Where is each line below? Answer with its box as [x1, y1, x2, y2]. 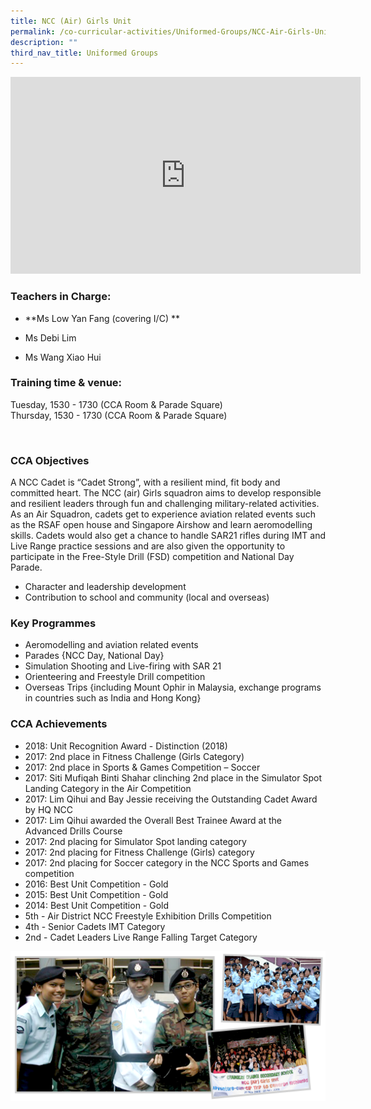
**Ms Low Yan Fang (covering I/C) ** [24, 312, 180, 324]
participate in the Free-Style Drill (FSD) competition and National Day [10, 551, 295, 563]
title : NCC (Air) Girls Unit [10, 16, 132, 26]
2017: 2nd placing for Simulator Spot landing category [24, 835, 247, 847]
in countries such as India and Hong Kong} [24, 692, 202, 704]
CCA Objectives [10, 453, 90, 467]
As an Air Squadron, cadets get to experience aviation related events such [10, 508, 316, 520]
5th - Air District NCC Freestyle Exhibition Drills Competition [24, 910, 272, 922]
